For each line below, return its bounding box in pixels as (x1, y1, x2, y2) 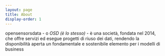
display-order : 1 (5, 16, 42, 21)
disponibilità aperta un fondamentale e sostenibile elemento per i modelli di (5, 41, 160, 47)
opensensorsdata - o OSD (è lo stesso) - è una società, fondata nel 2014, (5, 30, 156, 36)
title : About (5, 12, 33, 17)
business (5, 46, 24, 52)
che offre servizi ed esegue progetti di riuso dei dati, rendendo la (5, 35, 139, 41)
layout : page (5, 7, 33, 12)
